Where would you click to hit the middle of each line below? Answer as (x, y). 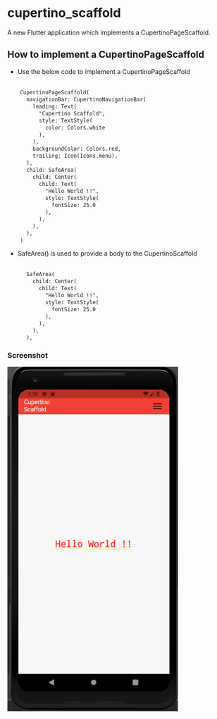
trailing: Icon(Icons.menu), (75, 156)
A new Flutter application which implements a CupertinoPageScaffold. (109, 32)
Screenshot (27, 355)
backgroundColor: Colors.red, (77, 149)
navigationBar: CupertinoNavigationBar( (86, 99)
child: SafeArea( (51, 170)
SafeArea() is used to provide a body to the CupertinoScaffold (107, 253)
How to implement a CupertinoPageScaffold (106, 55)
